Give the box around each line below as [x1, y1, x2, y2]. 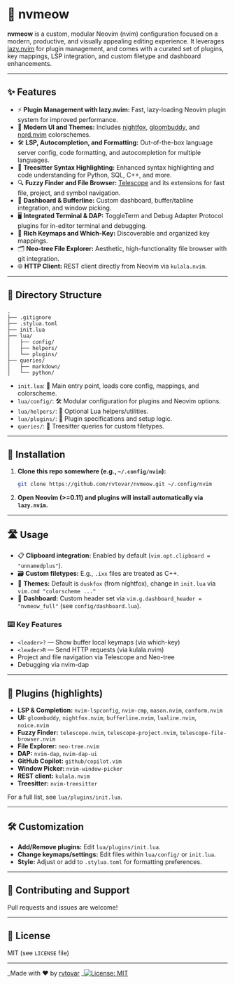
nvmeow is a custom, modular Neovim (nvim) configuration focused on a [7, 29, 218, 38]
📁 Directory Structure [7, 289, 103, 301]
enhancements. [7, 59, 52, 67]
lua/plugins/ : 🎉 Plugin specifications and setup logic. [17, 414, 173, 423]
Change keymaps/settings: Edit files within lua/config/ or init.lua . [17, 850, 216, 858]
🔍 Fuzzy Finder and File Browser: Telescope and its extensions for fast [17, 178, 225, 187]
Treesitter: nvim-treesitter [17, 779, 98, 788]
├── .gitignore [7, 314, 52, 321]
